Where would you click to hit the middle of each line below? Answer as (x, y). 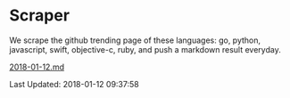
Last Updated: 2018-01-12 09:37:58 (75, 84)
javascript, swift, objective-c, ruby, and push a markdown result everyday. (145, 49)
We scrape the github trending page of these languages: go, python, (135, 40)
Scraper (39, 16)
